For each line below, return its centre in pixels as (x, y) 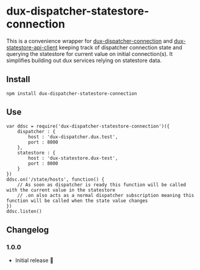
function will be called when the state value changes (77, 201)
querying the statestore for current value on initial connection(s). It (90, 54)
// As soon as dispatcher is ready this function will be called (102, 185)
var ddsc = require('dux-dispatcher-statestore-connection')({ (88, 126)
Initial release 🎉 (34, 260)
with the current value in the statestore (61, 190)
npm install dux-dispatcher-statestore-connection (72, 93)
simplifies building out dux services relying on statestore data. (84, 60)
